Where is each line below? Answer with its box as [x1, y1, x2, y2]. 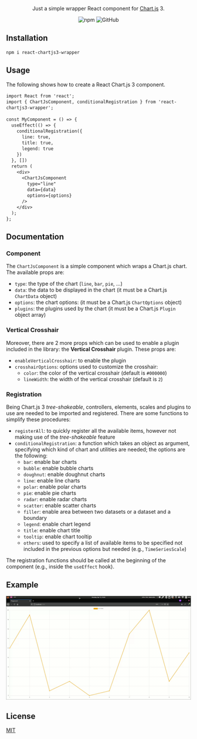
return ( [11, 163, 33, 169]
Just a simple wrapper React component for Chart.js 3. [32, 5, 165, 12]
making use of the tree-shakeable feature [14, 433, 116, 440]
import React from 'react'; [6, 93, 75, 99]
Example [6, 580, 39, 590]
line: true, [21, 134, 51, 140]
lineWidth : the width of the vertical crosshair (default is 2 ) [23, 375, 163, 382]
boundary [23, 514, 47, 521]
